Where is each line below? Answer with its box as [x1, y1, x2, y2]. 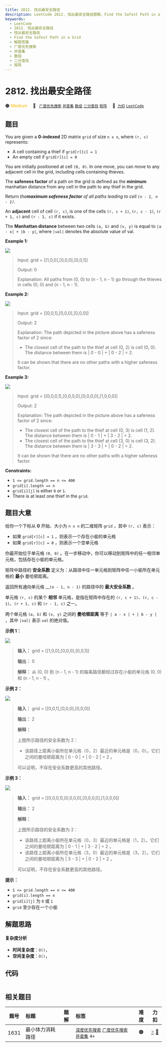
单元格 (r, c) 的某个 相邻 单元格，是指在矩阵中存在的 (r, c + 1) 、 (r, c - [5, 594, 159, 600]
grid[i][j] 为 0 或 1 [12, 898, 53, 904]
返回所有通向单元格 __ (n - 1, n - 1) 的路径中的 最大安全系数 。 [5, 583, 137, 589]
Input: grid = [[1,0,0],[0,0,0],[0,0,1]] [17, 257, 88, 263]
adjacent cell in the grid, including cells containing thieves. [5, 168, 125, 174]
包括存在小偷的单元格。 [18, 556, 66, 562]
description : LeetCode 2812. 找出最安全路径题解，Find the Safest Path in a [5, 12, 161, 17]
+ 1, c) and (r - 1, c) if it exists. [5, 213, 76, 219]
